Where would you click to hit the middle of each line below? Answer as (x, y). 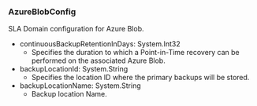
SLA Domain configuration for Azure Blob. (76, 29)
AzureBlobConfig (42, 12)
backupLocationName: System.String (80, 86)
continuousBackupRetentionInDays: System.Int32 (100, 44)
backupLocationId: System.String (74, 69)
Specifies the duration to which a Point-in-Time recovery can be (136, 53)
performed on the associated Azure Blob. (98, 60)
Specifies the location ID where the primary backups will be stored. (140, 78)
